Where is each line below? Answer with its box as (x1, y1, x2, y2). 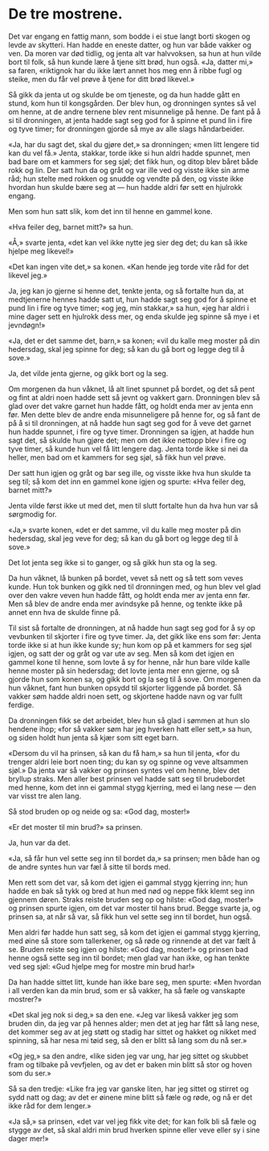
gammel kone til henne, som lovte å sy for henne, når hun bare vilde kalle (8, 657, 251, 666)
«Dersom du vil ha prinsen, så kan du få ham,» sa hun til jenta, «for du (8, 748, 240, 757)
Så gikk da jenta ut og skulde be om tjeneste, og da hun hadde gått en (8, 89, 241, 99)
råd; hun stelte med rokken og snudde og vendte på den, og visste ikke (8, 174, 244, 184)
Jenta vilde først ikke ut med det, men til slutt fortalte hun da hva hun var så (8, 501, 259, 510)
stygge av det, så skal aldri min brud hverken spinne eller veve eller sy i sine (8, 1124, 260, 1135)
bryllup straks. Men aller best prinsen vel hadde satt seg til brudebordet (8, 774, 246, 783)
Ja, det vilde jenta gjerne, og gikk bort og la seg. (8, 368, 169, 378)
